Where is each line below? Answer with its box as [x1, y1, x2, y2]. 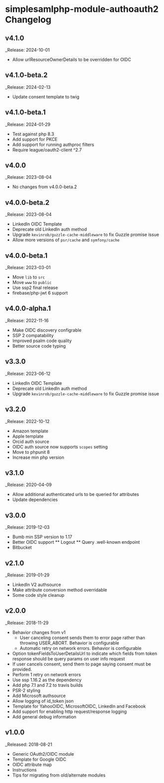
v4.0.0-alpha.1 [5, 304, 51, 313]
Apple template [12, 433, 44, 439]
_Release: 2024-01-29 [5, 121, 51, 127]
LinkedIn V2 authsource [12, 581, 61, 587]
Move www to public [12, 280, 52, 285]
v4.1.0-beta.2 [5, 71, 48, 79]
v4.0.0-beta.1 [5, 251, 48, 260]
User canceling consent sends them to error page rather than [19, 635, 145, 641]
